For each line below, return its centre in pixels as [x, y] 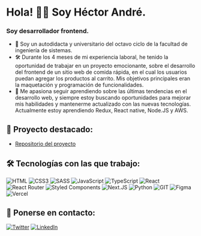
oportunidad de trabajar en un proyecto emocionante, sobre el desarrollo [105, 66]
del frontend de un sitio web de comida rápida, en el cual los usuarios [101, 72]
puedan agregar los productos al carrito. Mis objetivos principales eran [103, 79]
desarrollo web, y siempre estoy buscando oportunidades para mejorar [103, 98]
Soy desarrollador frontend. [47, 31]
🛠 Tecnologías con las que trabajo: [73, 164]
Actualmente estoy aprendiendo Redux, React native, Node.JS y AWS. [101, 110]
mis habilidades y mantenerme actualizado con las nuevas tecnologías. [103, 104]
